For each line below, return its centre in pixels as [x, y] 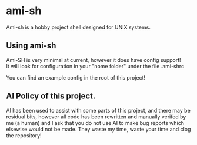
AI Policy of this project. [51, 96]
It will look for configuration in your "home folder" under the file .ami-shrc [95, 66]
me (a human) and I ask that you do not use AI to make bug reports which [95, 123]
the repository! [24, 135]
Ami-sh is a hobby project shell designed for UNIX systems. [79, 27]
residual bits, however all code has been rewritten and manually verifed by [96, 117]
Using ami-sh [31, 46]
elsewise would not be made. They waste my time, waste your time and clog [98, 129]
